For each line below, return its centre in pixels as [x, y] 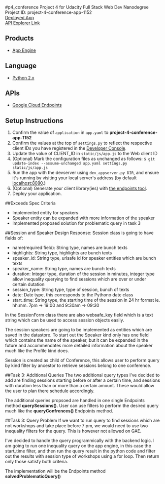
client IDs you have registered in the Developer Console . [69, 148]
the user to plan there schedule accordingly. [50, 391]
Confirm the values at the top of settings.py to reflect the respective [82, 143]
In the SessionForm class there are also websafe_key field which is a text [79, 315]
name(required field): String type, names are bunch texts [70, 248]
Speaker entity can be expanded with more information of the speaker [83, 218]
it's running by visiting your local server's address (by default [74, 178]
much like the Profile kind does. [37, 351]
